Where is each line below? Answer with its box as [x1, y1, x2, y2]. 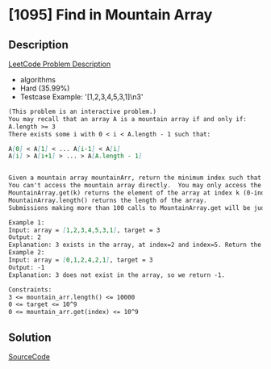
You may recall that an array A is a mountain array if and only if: [8, 115, 248, 123]
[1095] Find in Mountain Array [8, 6, 213, 24]
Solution [8, 330, 52, 344]
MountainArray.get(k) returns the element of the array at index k [8, 189, 240, 197]
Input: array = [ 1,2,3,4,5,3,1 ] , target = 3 [8, 226, 161, 234]
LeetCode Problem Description [8, 59, 111, 69]
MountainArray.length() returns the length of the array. [8, 196, 207, 204]
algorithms [19, 75, 56, 84]
